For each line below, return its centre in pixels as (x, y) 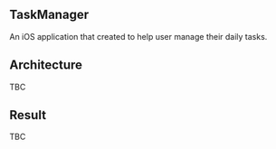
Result (28, 115)
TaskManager (49, 15)
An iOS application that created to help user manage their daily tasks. (138, 36)
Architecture (46, 65)
